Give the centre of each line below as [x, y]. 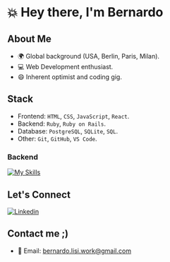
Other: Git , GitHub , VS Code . [57, 138]
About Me [29, 38]
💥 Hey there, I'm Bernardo [85, 12]
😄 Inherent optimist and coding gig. [69, 77]
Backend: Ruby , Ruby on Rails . [61, 124]
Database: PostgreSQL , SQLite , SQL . [68, 131]
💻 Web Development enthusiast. [65, 67]
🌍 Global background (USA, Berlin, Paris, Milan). [89, 56]
